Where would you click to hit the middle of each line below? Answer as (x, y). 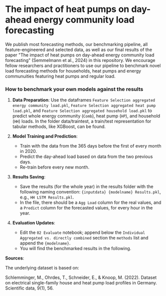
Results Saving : (29, 177)
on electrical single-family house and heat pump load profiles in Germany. (81, 283)
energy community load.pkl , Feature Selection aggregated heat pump (84, 105)
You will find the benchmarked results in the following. (76, 248)
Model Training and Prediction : (45, 136)
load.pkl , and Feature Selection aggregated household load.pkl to (82, 110)
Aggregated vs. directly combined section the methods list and (84, 238)
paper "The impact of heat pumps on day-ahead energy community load (80, 55)
